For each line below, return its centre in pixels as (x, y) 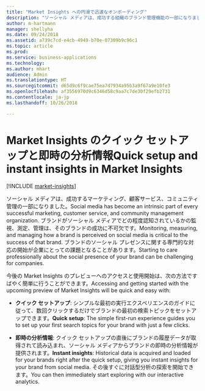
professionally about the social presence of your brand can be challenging (100, 257)
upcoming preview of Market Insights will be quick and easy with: (88, 290)
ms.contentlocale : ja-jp (38, 97)
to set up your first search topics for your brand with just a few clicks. (103, 325)
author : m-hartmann (31, 23)
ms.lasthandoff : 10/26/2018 (42, 103)
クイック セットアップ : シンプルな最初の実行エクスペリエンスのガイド (103, 302)
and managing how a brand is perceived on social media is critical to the (97, 235)
